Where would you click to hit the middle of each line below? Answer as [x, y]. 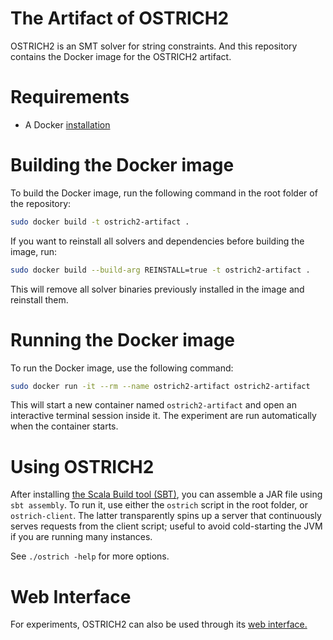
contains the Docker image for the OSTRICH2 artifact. [121, 56]
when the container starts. [64, 426]
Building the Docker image [122, 165]
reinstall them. [39, 299]
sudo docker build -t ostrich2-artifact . [100, 222]
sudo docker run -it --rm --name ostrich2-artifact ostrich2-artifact [160, 386]
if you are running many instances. [81, 537]
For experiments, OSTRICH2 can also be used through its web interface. [159, 624]
